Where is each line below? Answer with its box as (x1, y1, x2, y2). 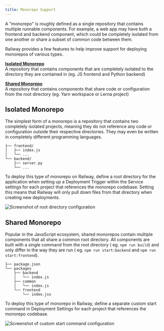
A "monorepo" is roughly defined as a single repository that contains (5, 21, 143, 27)
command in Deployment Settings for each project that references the (5, 306, 146, 312)
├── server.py (14, 161, 43, 166)
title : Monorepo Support (5, 7, 56, 12)
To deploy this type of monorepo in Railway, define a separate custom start (5, 301, 157, 306)
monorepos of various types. (5, 51, 64, 57)
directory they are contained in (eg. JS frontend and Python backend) (5, 71, 145, 77)
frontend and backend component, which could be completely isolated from (5, 31, 159, 37)
